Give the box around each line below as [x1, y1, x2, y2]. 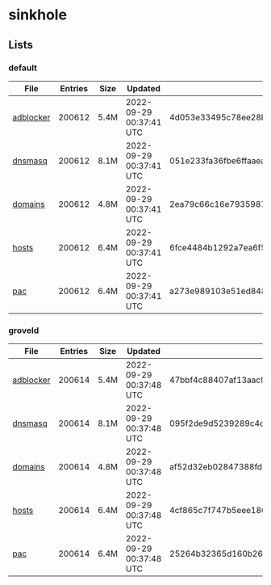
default [8, 62, 38, 74]
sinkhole [8, 6, 67, 24]
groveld [8, 325, 40, 336]
